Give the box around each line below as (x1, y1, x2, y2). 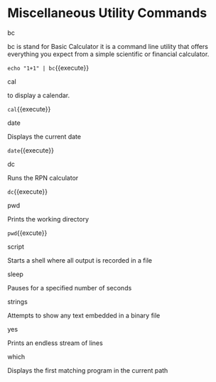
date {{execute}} (7, 146, 55, 154)
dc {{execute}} (7, 187, 48, 196)
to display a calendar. (7, 91, 70, 99)
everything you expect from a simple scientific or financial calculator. (7, 50, 210, 58)
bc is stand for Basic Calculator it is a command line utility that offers (7, 42, 208, 50)
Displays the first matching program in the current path (7, 366, 168, 374)
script (7, 242, 25, 251)
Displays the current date (7, 132, 82, 141)
